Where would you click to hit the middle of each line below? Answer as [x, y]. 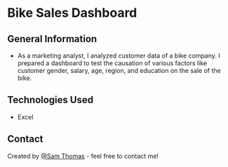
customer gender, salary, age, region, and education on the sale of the [119, 71]
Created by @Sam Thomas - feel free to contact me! [83, 156]
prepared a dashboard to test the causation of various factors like [112, 63]
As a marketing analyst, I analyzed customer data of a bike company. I [119, 55]
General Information [52, 39]
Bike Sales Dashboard [72, 13]
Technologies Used [50, 100]
